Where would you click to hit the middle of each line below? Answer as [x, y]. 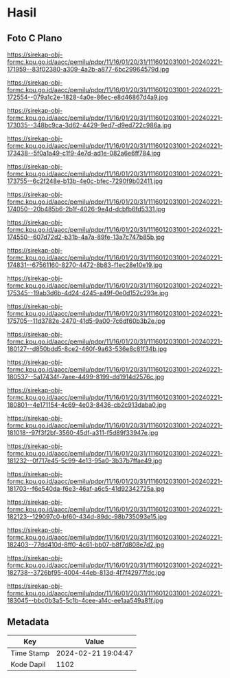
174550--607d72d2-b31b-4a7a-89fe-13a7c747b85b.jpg [86, 237]
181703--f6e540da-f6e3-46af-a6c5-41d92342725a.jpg [86, 489]
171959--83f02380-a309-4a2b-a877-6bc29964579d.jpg [88, 69]
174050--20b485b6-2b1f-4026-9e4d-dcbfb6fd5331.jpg [87, 209]
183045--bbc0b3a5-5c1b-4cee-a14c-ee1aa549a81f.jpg [85, 601]
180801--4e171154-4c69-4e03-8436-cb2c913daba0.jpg [87, 405]
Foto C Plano [35, 38]
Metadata [28, 622]
